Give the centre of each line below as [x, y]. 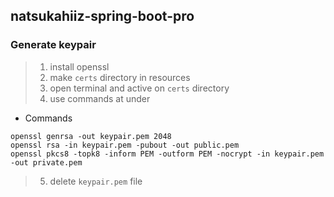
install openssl [79, 66]
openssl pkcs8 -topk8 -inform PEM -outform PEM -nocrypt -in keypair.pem [167, 154]
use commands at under [100, 98]
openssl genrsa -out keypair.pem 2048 [91, 136]
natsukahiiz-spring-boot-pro [102, 16]
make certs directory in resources [120, 77]
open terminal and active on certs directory [139, 88]
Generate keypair [53, 45]
